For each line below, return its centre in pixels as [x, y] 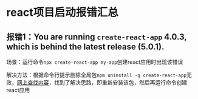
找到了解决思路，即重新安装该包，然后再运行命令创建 [120, 82]
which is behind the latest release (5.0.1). [85, 46]
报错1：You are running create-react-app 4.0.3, [97, 37]
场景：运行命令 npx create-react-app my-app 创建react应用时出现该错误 [95, 62]
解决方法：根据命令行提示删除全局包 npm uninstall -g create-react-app [97, 75]
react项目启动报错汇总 [62, 12]
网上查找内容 [33, 82]
